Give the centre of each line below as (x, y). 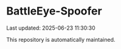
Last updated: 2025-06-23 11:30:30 (51, 28)
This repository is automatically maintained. (61, 39)
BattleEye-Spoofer (54, 11)
